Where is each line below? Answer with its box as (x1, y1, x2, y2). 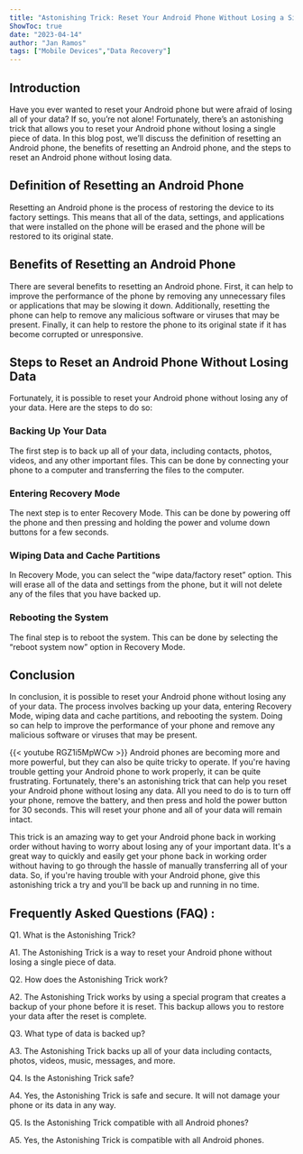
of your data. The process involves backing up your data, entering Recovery (9, 701, 292, 712)
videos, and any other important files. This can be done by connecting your (9, 454, 289, 465)
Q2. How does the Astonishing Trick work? (9, 975, 169, 985)
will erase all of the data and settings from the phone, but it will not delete (9, 579, 282, 591)
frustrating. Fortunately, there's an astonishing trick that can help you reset (9, 776, 288, 787)
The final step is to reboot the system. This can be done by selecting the (9, 632, 279, 643)
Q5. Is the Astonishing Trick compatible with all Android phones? (9, 1117, 250, 1128)
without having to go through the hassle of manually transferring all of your (9, 860, 289, 871)
